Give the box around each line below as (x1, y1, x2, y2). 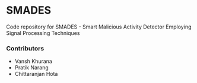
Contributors (6, 44, 45, 52)
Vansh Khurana (14, 58, 52, 65)
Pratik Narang (14, 64, 49, 71)
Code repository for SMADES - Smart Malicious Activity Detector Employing (6, 23, 192, 30)
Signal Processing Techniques (6, 29, 80, 36)
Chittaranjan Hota (14, 71, 58, 78)
